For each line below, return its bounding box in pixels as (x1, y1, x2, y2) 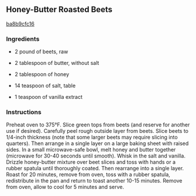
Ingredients (6, 35, 40, 43)
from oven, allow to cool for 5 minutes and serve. (6, 184, 125, 191)
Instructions (6, 108, 42, 116)
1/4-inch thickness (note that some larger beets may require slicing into (6, 134, 178, 141)
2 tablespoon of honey (14, 71, 70, 78)
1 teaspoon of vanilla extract (14, 94, 83, 101)
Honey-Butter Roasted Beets (6, 5, 113, 15)
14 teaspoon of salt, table (14, 82, 76, 90)
